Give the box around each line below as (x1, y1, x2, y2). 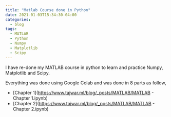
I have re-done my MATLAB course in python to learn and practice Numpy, (5, 64, 163, 71)
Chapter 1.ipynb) (12, 95, 48, 101)
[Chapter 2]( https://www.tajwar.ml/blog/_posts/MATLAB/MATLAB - (12, 100, 155, 106)
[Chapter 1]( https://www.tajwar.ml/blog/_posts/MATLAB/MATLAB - (12, 89, 154, 96)
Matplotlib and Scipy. (5, 69, 50, 76)
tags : (5, 27, 17, 32)
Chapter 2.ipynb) (12, 106, 49, 112)
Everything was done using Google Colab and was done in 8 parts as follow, (5, 80, 166, 86)
